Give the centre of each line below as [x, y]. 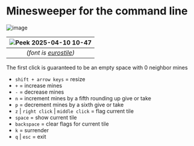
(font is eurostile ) [51, 52]
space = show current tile [46, 117]
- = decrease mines [39, 92]
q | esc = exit [30, 136]
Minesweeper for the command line [97, 11]
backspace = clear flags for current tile [62, 124]
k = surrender [32, 130]
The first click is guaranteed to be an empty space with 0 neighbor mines [97, 67]
